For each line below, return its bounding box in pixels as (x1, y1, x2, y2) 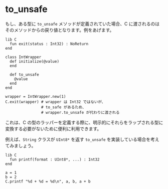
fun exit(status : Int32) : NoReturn (10, 41, 89, 46)
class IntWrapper (5, 54, 42, 60)
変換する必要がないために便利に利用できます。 (5, 125, 102, 131)
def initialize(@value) (10, 59, 59, 64)
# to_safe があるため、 (41, 104, 86, 110)
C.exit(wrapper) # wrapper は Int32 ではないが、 (5, 99, 106, 104)
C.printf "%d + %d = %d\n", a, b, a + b (5, 179, 91, 184)
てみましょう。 (5, 142, 36, 148)
